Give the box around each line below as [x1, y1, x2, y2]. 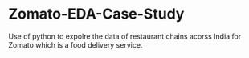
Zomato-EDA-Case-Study [8, 5, 185, 23]
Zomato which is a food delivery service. [8, 39, 143, 49]
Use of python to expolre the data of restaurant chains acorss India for [8, 31, 242, 41]
